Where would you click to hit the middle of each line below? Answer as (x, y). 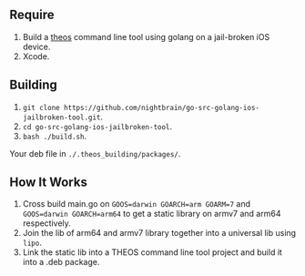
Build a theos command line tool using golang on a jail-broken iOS (146, 36)
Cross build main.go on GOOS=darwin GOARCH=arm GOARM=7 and (137, 204)
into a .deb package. (61, 262)
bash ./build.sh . (55, 136)
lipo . (32, 243)
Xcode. (36, 56)
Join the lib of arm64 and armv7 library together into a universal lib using (159, 233)
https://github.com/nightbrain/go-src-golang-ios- (162, 107)
